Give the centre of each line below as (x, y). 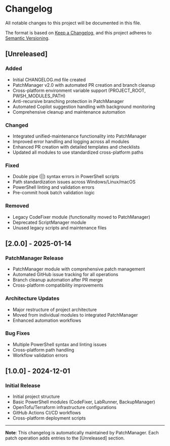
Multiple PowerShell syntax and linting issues (60, 344)
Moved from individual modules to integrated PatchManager (75, 315)
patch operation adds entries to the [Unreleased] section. (65, 438)
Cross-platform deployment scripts (49, 418)
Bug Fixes (18, 333)
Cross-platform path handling (43, 350)
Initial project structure (36, 397)
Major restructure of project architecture (55, 310)
